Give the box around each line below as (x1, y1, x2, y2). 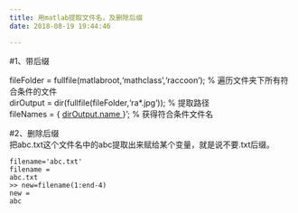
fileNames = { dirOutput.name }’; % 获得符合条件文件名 (9, 108, 214, 119)
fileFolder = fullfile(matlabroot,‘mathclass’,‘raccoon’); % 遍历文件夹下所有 (9, 74, 282, 86)
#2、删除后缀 (9, 127, 60, 138)
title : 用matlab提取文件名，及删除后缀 (9, 13, 143, 23)
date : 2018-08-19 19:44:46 (9, 22, 111, 31)
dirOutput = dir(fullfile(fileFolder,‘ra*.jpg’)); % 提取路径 (9, 97, 210, 108)
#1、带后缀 (9, 55, 50, 66)
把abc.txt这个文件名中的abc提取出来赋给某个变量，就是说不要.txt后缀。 (9, 139, 275, 150)
